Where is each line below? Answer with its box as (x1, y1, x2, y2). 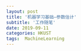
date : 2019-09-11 (6, 25, 49, 31)
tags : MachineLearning (6, 36, 65, 42)
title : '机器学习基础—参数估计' (6, 14, 77, 20)
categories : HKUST (6, 30, 51, 36)
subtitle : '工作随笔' (6, 19, 56, 25)
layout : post (6, 8, 38, 15)
